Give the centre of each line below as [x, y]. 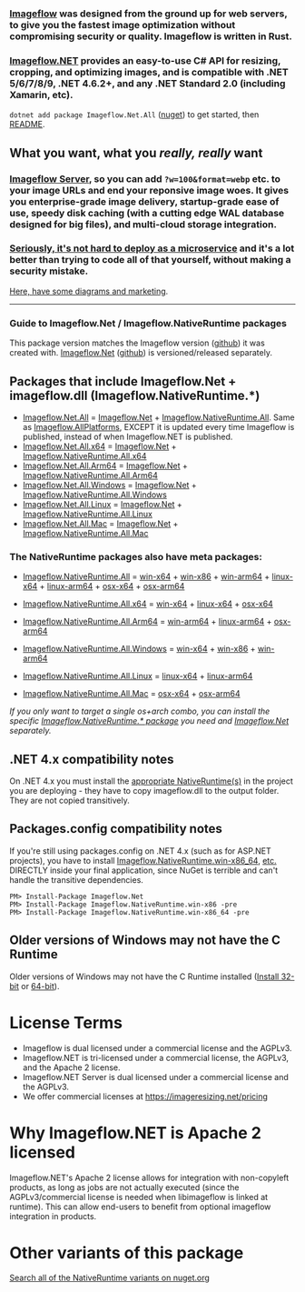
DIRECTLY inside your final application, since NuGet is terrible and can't [144, 870]
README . [27, 125]
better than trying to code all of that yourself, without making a [150, 260]
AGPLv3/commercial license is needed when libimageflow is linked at [139, 1197]
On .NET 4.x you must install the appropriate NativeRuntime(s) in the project [151, 781]
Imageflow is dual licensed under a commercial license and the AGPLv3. [157, 1047]
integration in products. [53, 1216]
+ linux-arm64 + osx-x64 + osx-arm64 [112, 586]
